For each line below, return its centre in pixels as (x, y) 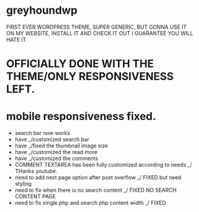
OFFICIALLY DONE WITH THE (80, 64)
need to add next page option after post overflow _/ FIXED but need (98, 177)
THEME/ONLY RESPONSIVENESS (90, 77)
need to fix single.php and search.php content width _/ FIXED (90, 203)
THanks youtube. (36, 171)
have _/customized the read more (56, 152)
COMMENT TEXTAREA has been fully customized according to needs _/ (103, 165)
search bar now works (42, 133)
